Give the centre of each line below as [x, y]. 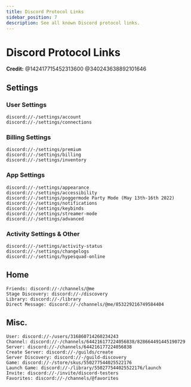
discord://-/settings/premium [44, 150]
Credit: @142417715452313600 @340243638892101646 [76, 69]
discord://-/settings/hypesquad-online [56, 257]
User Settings [26, 105]
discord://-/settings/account [44, 117]
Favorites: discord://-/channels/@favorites [62, 378]
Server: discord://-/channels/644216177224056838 [69, 347]
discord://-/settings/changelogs [48, 251]
